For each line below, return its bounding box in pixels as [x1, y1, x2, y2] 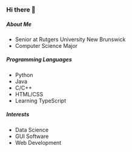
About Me [6, 21, 32, 28]
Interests [6, 111, 30, 118]
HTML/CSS [15, 90, 44, 97]
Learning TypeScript [15, 97, 67, 104]
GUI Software [15, 133, 49, 140]
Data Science [15, 126, 49, 133]
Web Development [15, 139, 62, 146]
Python [15, 71, 33, 78]
